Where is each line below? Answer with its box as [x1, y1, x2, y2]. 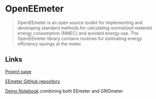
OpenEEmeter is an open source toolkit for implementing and [17, 19, 143, 25]
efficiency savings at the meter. [17, 40, 82, 46]
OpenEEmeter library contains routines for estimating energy [17, 35, 142, 41]
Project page [5, 68, 31, 74]
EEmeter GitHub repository [5, 78, 60, 84]
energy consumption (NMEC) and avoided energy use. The [17, 30, 139, 36]
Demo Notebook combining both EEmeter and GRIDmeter [5, 88, 123, 94]
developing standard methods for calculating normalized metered [17, 24, 152, 30]
